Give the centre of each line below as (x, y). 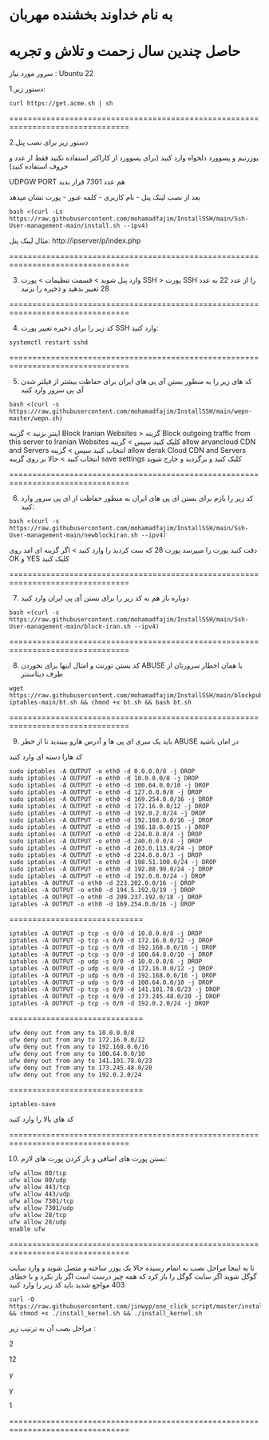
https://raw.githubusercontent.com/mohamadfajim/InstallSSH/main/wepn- (131, 412)
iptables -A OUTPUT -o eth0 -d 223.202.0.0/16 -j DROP (102, 883)
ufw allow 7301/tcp (42, 1201)
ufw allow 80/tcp (38, 1173)
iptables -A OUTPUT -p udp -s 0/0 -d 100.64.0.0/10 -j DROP (111, 983)
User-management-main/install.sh (65, 226)
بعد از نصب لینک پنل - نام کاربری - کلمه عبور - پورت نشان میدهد (105, 197)
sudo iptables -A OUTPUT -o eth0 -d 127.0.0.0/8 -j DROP (106, 792)
